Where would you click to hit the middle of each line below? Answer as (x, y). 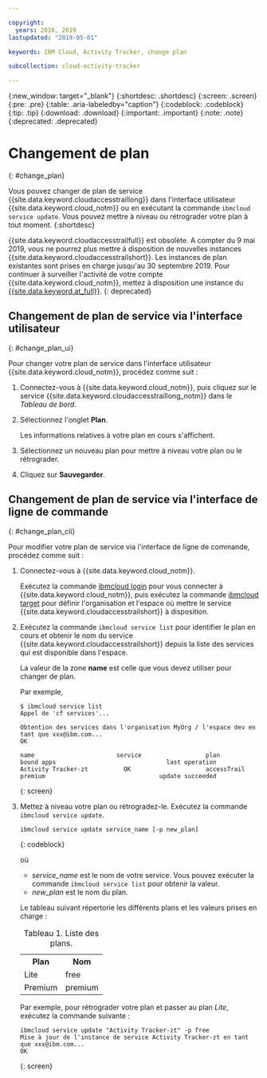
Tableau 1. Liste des (61, 933)
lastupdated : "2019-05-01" (53, 37)
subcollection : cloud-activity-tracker (75, 66)
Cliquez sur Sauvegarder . (62, 474)
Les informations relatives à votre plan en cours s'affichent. (117, 435)
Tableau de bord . (48, 404)
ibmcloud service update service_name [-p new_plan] (109, 829)
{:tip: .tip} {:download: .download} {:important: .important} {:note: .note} (126, 113)
